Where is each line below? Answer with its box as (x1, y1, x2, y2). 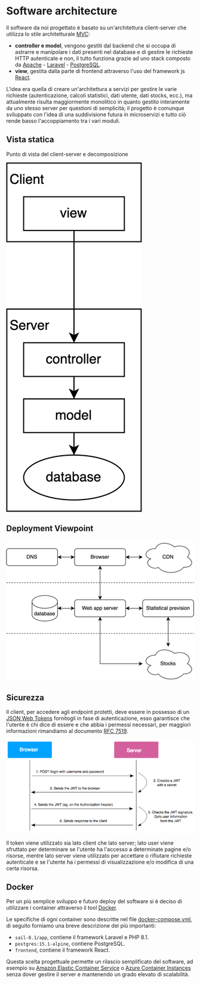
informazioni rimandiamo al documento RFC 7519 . (6, 728, 128, 735)
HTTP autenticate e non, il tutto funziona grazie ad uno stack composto (14, 55, 191, 62)
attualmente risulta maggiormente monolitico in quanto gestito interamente (6, 98, 190, 105)
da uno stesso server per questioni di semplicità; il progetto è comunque (6, 104, 184, 111)
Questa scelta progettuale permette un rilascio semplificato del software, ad (6, 958, 193, 965)
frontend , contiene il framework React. (14, 946, 110, 953)
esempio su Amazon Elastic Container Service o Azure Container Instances (6, 964, 191, 971)
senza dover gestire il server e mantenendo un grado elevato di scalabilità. (6, 971, 190, 978)
